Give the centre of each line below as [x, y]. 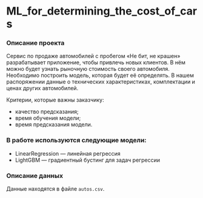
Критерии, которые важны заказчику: [55, 100]
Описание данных [35, 176]
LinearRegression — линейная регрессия [68, 153]
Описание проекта [35, 43]
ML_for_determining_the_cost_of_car [102, 11]
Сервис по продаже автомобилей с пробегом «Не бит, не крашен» [93, 56]
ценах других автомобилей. [42, 88]
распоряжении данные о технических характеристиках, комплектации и [101, 82]
